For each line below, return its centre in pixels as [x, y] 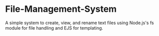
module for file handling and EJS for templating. [54, 28]
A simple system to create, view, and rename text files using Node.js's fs [79, 23]
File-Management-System [61, 9]
